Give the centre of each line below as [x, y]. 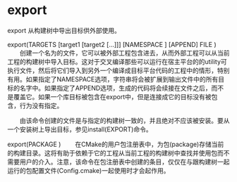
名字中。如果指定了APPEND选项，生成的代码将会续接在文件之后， [115, 88]
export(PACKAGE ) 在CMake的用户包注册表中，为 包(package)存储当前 [116, 144]
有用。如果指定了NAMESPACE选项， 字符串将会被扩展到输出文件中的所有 [113, 79]
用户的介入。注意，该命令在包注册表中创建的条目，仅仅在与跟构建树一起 [124, 162]
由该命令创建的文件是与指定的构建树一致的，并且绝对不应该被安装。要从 [124, 120]
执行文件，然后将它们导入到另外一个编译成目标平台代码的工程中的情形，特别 [119, 70]
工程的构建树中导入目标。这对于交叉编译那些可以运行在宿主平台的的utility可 [117, 61]
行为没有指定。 [41, 105]
